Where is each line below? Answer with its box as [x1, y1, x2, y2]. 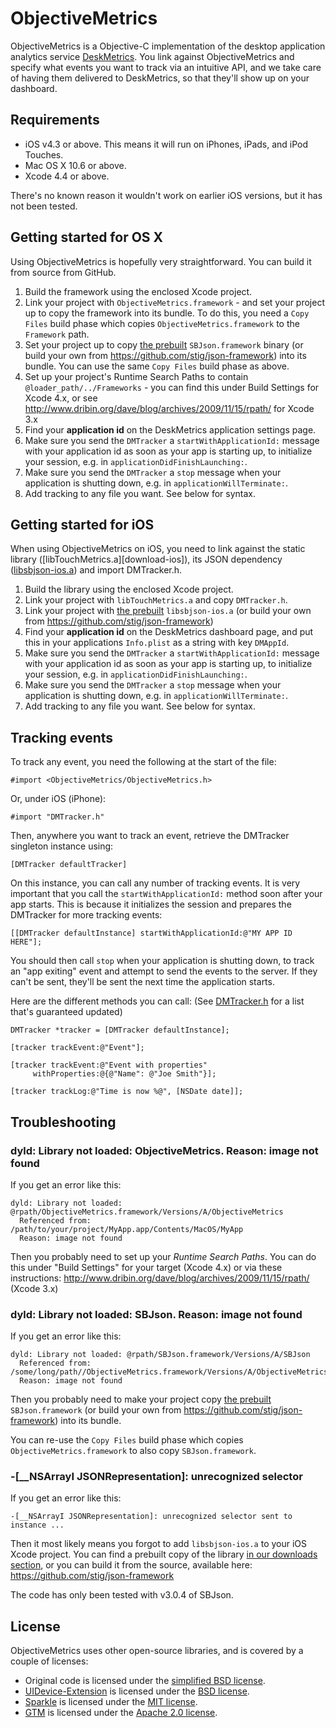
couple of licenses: [10, 1655, 89, 1667]
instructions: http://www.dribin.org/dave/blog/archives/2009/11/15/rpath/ [10, 1272, 310, 1284]
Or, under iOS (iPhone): [10, 793, 107, 805]
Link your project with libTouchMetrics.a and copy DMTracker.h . [24, 594, 288, 606]
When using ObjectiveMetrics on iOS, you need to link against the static [10, 543, 306, 555]
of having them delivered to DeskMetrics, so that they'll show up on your [10, 72, 310, 84]
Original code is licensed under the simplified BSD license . [24, 1675, 266, 1687]
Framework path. [24, 328, 90, 340]
